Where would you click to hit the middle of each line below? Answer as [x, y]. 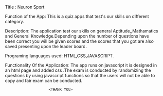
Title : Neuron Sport [25, 7]
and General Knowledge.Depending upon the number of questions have [77, 36]
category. [15, 22]
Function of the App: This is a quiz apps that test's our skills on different [77, 16]
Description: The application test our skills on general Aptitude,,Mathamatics [82, 31]
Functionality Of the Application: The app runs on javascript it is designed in [81, 65]
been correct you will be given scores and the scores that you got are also [80, 41]
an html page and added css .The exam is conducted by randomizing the [78, 70]
